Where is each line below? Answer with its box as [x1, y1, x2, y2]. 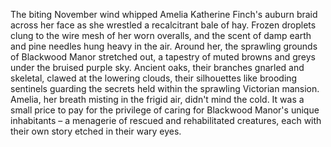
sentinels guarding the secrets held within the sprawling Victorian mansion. [10, 83, 320, 94]
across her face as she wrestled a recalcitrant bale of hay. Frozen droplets [10, 19, 317, 31]
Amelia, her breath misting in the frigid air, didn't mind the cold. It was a [10, 94, 305, 105]
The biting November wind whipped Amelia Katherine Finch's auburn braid [10, 9, 318, 20]
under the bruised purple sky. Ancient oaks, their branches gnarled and [10, 62, 305, 73]
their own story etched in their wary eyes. [10, 125, 182, 137]
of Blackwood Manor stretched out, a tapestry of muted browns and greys [10, 51, 316, 63]
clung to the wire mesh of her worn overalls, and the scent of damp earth [10, 30, 312, 41]
